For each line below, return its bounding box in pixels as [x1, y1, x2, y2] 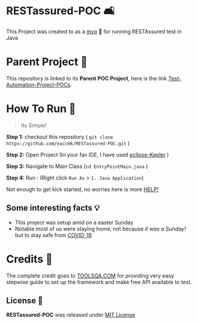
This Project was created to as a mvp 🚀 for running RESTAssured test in [6, 27, 182, 35]
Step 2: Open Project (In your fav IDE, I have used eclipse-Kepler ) [6, 151, 169, 158]
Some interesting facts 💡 [6, 203, 100, 213]
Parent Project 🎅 [6, 55, 88, 68]
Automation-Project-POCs [6, 81, 70, 88]
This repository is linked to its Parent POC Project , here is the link [6, 74, 167, 82]
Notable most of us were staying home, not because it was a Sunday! [14, 225, 186, 232]
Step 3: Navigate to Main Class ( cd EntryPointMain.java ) [6, 163, 148, 170]
